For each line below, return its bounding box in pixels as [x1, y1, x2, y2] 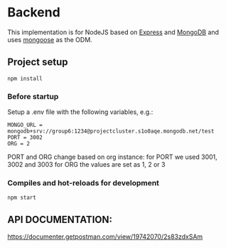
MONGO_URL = [7, 122, 43, 129]
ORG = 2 [7, 140, 31, 148]
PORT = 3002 [7, 134, 43, 141]
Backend [7, 4, 60, 21]
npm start [7, 194, 37, 202]
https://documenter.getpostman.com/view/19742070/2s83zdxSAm [7, 232, 203, 241]
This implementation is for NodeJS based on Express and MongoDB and [7, 28, 219, 36]
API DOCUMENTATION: [7, 213, 112, 225]
